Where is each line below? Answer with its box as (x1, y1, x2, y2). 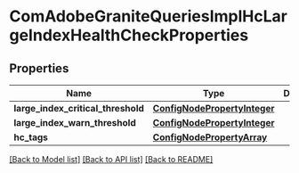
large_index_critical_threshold (13, 103, 145, 114)
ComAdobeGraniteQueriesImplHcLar (9, 6, 287, 27)
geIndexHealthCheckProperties (9, 25, 249, 45)
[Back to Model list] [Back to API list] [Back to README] (9, 154, 214, 164)
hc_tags (13, 131, 49, 144)
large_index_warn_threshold (13, 117, 136, 128)
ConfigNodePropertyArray (152, 131, 268, 144)
